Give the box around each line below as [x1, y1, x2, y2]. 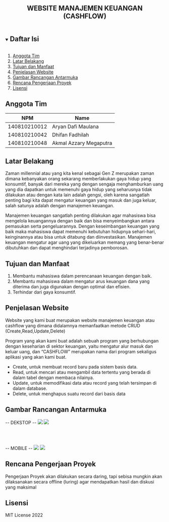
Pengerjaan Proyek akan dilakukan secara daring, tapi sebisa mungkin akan [5, 473, 162, 479]
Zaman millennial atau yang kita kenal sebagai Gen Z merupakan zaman [5, 170, 155, 176]
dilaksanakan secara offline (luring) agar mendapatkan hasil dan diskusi [5, 478, 155, 484]
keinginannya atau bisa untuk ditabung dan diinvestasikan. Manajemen [5, 234, 152, 240]
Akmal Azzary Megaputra [52, 139, 112, 146]
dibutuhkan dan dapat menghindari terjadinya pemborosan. [5, 245, 129, 251]
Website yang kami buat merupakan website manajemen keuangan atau [5, 317, 155, 323]
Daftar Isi [10, 35, 39, 44]
